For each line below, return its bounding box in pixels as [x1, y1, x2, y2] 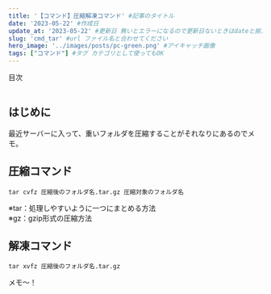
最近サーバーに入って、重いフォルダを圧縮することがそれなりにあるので [8, 128, 248, 138]
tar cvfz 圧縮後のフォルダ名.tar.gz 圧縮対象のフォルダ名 [8, 187, 184, 196]
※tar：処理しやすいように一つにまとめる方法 [8, 203, 156, 212]
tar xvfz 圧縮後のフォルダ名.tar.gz [8, 262, 121, 271]
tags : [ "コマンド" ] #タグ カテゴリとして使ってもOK [8, 49, 165, 57]
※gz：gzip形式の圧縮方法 [8, 213, 93, 223]
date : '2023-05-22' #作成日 [8, 19, 99, 27]
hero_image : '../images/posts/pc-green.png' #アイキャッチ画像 [8, 42, 215, 50]
